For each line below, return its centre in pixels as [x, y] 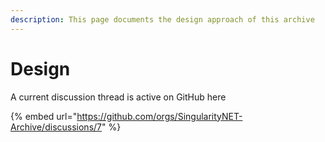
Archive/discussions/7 [56, 127]
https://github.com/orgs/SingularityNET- [159, 116]
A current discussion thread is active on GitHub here [118, 97]
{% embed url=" [44, 116]
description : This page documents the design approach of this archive [162, 19]
